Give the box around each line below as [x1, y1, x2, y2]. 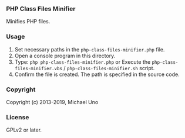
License [6, 113, 29, 121]
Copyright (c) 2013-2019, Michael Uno [6, 98, 99, 105]
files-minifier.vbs [14, 65, 63, 71]
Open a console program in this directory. [14, 52, 116, 59]
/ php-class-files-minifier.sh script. [63, 64, 155, 71]
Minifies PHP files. [6, 18, 51, 25]
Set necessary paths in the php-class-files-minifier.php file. [14, 46, 165, 53]
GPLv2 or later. [6, 126, 42, 133]
